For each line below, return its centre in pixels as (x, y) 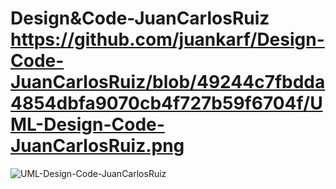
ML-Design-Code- (87, 124)
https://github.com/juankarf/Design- (167, 39)
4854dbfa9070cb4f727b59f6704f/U (166, 103)
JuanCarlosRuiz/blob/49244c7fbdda (168, 82)
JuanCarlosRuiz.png (97, 146)
